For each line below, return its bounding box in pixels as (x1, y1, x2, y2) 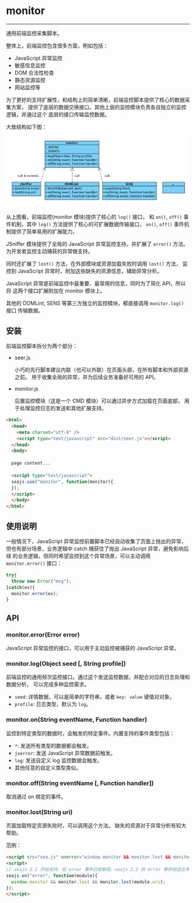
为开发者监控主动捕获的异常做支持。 (6, 248, 93, 255)
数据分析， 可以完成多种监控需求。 (6, 681, 89, 688)
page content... (11, 461, 51, 466)
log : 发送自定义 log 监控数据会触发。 (14, 757, 103, 764)
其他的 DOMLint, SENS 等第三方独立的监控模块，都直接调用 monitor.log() (6, 300, 184, 307)
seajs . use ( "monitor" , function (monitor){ (11, 479, 114, 485)
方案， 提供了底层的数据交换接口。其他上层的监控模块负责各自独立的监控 (10, 104, 187, 111)
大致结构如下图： (6, 123, 47, 130)
